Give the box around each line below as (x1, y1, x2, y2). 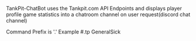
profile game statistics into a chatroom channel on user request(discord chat (6, 11, 191, 18)
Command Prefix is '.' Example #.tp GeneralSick (6, 28, 121, 35)
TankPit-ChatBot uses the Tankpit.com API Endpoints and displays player (6, 5, 183, 12)
